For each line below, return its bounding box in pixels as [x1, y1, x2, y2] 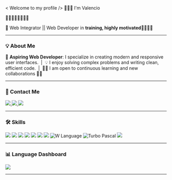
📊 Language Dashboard [5, 150, 67, 157]
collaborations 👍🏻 [5, 71, 42, 77]
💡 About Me [5, 42, 35, 49]
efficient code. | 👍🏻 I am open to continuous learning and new [5, 65, 138, 71]
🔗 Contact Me [5, 88, 40, 95]
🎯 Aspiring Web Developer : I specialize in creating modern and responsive [5, 54, 164, 60]
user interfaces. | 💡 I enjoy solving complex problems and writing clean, [5, 59, 159, 66]
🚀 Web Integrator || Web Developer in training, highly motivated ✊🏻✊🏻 [5, 25, 153, 31]
